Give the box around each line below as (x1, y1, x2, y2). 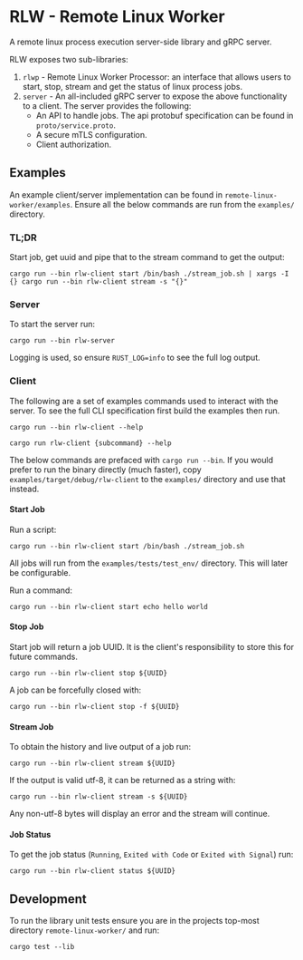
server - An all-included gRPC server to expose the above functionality (22, 91, 288, 102)
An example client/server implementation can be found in (9, 189, 223, 200)
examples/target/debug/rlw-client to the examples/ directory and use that (9, 473, 287, 484)
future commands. (9, 651, 79, 663)
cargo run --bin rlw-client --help (9, 422, 144, 432)
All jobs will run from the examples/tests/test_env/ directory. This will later (9, 558, 289, 568)
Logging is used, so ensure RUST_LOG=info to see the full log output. (9, 352, 260, 364)
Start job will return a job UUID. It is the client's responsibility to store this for (9, 642, 294, 653)
